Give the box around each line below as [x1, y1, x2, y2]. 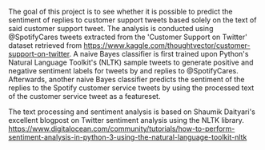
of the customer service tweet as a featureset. [8, 92, 161, 101]
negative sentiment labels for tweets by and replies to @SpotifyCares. [8, 66, 239, 75]
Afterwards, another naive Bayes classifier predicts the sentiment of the [8, 75, 245, 84]
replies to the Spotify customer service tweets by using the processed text [8, 83, 255, 93]
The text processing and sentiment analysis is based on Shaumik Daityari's [8, 107, 256, 116]
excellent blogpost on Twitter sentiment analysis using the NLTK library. [8, 116, 244, 124]
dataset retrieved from [8, 41, 82, 50]
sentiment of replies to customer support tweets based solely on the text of [8, 15, 257, 25]
